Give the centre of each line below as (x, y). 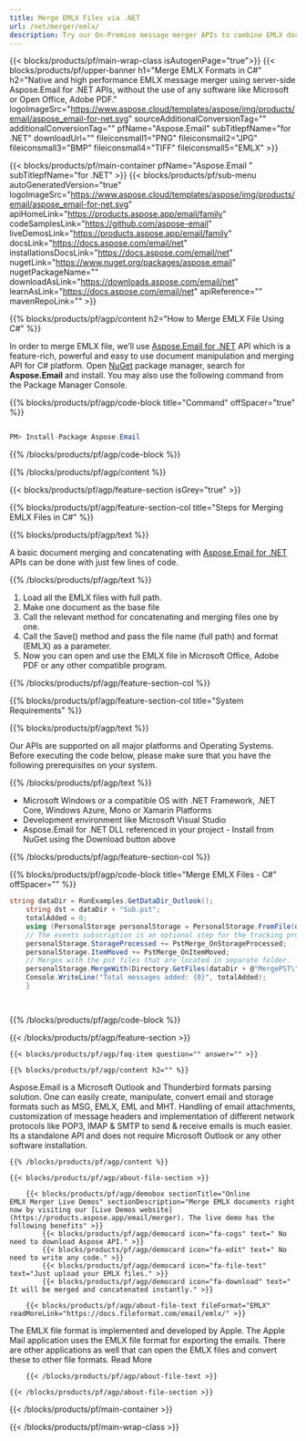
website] (156, 1209)
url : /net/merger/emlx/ (55, 26)
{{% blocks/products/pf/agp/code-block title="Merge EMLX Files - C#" (143, 875)
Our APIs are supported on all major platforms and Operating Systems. (142, 746)
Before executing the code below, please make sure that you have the (140, 756)
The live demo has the (231, 1218)
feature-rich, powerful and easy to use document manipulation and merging (152, 356)
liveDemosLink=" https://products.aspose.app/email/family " (121, 233)
